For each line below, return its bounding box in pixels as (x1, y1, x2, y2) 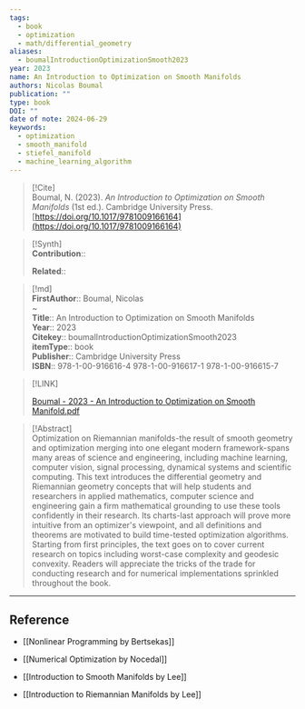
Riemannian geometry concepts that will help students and (31, 481, 251, 492)
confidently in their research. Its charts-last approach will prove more (31, 510, 291, 521)
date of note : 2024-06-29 (9, 115, 107, 124)
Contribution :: (31, 247, 86, 259)
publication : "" (9, 89, 71, 98)
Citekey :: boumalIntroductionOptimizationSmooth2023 (31, 331, 238, 342)
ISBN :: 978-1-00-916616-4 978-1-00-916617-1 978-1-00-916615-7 (31, 360, 279, 371)
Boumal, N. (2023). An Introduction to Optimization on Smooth (31, 192, 265, 203)
